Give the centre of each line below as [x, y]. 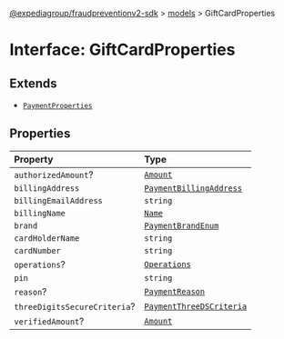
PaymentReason [175, 291]
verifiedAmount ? [49, 321]
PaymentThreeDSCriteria [196, 306]
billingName [40, 213]
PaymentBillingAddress [193, 188]
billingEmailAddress [58, 200]
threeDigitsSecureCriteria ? [75, 306]
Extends [33, 83]
